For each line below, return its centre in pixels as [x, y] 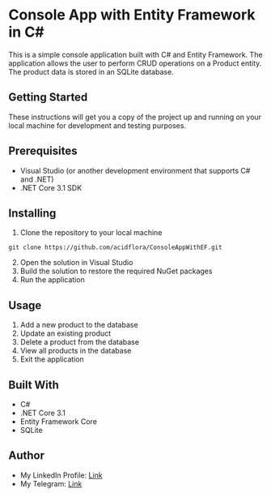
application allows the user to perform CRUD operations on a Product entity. [135, 63]
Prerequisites [43, 151]
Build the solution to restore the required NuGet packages [116, 271]
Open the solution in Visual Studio [76, 263]
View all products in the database [76, 351]
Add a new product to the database [79, 325]
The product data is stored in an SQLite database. [91, 71]
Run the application [52, 280]
